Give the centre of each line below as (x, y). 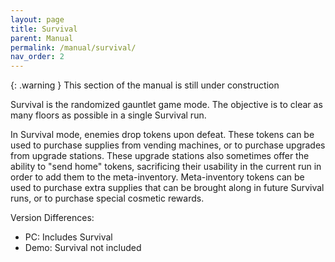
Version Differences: (52, 218)
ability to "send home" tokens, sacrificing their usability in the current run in (166, 167)
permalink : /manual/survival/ (73, 47)
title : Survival (44, 29)
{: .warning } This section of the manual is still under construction (145, 85)
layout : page (37, 19)
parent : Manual (42, 38)
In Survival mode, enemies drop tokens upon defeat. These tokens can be (162, 135)
